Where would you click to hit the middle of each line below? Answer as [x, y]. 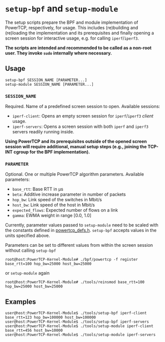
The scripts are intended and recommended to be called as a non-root [78, 48]
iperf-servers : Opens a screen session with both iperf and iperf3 [80, 126]
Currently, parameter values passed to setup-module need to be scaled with [82, 225]
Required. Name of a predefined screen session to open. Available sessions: [83, 107]
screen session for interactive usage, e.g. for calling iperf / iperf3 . [72, 38]
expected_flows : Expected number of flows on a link [65, 210]
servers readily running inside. [43, 132]
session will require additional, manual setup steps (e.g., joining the [76, 147]
